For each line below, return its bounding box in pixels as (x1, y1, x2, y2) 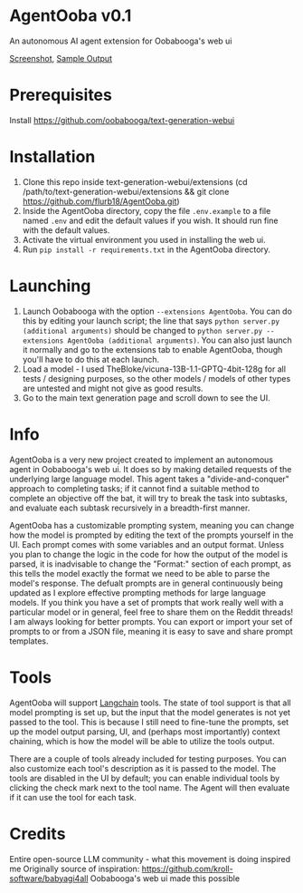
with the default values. (22, 224, 110, 236)
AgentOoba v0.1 (9, 5, 132, 26)
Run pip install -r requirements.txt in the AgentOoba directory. (22, 244, 271, 255)
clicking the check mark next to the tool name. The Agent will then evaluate (9, 781, 290, 793)
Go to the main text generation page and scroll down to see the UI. (22, 392, 271, 403)
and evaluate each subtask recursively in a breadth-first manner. (9, 502, 251, 513)
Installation (9, 147, 96, 168)
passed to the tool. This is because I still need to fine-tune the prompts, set (9, 716, 289, 727)
